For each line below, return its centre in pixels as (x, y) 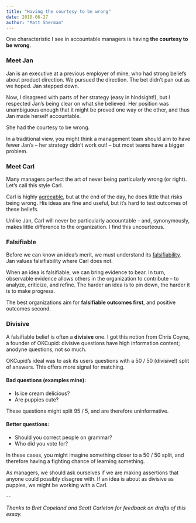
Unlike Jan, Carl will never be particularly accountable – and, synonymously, (98, 220)
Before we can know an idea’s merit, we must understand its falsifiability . (94, 255)
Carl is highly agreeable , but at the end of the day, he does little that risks (94, 197)
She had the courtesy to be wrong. (48, 127)
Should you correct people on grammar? (63, 437)
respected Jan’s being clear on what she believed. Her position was (87, 103)
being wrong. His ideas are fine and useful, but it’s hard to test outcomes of (97, 203)
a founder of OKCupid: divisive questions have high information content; (93, 343)
